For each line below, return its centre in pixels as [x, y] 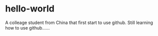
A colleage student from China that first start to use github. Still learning [79, 22]
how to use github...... [27, 27]
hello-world [30, 9]
